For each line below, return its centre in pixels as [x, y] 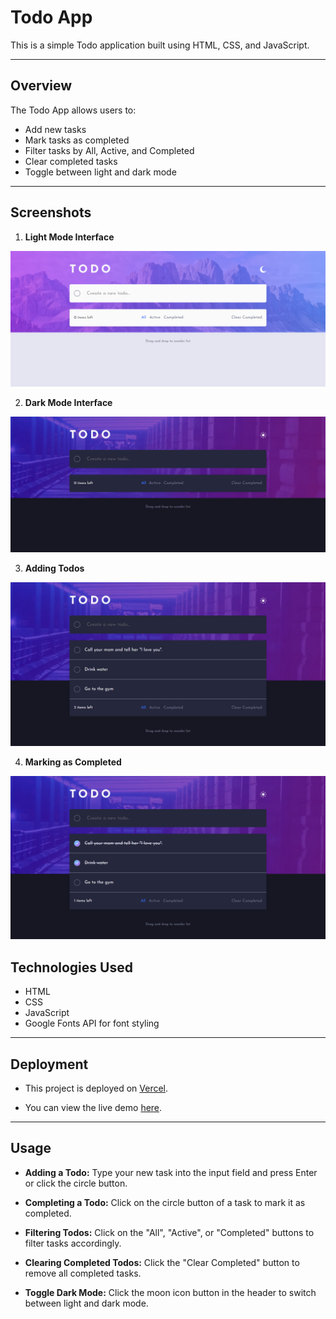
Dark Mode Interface [68, 402]
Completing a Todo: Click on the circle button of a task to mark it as [165, 1202]
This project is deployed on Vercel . [96, 1088]
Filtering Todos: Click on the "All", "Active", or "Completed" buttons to [169, 1232]
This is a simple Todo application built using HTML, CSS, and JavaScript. [160, 45]
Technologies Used [71, 967]
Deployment [49, 1064]
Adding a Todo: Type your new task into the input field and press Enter [171, 1172]
